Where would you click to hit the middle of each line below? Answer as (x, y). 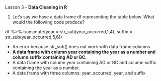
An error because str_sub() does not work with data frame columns (81, 46)
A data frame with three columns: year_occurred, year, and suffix (79, 73)
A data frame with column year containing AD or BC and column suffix (84, 62)
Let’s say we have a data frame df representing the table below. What (83, 17)
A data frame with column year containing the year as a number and (84, 52)
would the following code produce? (48, 22)
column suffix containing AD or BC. (49, 57)
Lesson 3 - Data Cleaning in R (36, 7)
